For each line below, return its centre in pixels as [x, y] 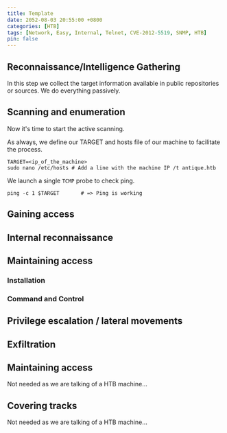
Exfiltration [32, 344]
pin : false [23, 39]
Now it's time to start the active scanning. [66, 128]
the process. [25, 149]
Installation [26, 280]
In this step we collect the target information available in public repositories [113, 83]
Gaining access [41, 214]
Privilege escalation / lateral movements [95, 321]
